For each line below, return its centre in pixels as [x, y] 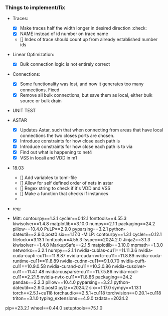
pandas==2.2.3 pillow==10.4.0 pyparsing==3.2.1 [62, 282]
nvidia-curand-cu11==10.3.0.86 [79, 266]
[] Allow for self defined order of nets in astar [67, 183]
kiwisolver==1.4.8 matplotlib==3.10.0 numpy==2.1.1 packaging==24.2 [84, 223]
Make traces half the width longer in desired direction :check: [83, 28]
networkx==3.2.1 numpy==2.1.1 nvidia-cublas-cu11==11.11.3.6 [75, 250]
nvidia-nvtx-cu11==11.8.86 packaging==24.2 [86, 277]
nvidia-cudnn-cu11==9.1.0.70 [90, 261]
